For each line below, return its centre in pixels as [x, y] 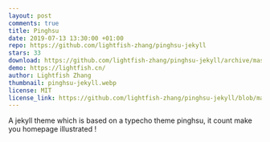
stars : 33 [25, 53]
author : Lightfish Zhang [50, 75]
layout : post [30, 16]
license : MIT [30, 90]
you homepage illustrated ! [53, 129]
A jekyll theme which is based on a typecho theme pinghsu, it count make [131, 120]
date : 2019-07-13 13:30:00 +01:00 [66, 38]
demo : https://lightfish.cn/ [57, 68]
